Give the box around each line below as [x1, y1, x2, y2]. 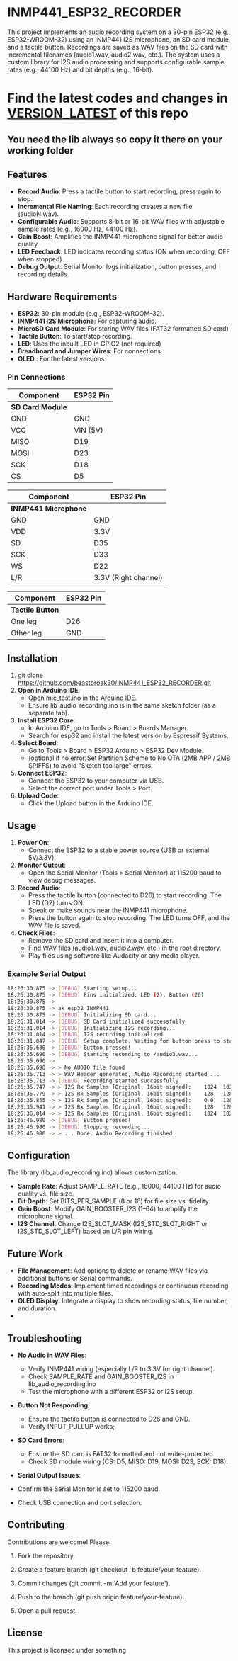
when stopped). [17, 255, 64, 263]
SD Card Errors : [17, 1436, 65, 1444]
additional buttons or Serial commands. [17, 1274, 132, 1283]
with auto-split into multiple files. [17, 1289, 113, 1298]
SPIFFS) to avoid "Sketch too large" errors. [28, 761, 154, 770]
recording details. [17, 270, 69, 278]
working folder [7, 144, 74, 157]
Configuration [7, 1149, 71, 1162]
